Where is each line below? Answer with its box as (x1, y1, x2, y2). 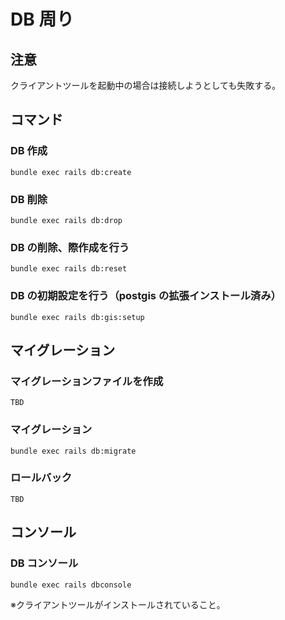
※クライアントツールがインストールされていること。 (10, 598, 226, 610)
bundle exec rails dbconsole (10, 580, 132, 590)
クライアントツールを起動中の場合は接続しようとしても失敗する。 (10, 80, 282, 91)
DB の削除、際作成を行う (10, 240, 130, 254)
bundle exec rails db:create (10, 167, 132, 177)
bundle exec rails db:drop (10, 215, 123, 225)
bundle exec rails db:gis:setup (10, 312, 145, 322)
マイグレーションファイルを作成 (10, 374, 164, 388)
